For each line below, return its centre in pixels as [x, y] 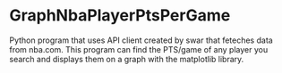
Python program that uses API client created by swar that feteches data [141, 40]
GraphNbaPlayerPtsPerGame [120, 16]
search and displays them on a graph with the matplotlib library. [127, 59]
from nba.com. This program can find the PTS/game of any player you [139, 49]
